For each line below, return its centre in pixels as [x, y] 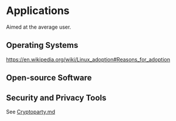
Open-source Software [49, 78]
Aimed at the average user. [39, 27]
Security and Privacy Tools [56, 98]
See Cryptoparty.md [31, 112]
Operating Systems [42, 45]
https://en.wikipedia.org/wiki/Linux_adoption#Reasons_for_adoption [88, 59]
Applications [38, 11]
